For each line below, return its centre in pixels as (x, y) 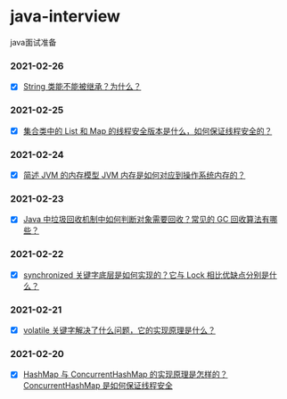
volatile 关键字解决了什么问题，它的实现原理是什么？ (119, 330)
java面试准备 (33, 42)
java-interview (66, 17)
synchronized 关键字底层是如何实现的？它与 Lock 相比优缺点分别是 (146, 275)
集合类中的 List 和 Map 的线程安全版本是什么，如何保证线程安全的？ (148, 130)
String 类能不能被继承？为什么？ (82, 87)
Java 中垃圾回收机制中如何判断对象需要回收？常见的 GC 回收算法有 (146, 220)
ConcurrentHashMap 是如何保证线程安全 (98, 386)
